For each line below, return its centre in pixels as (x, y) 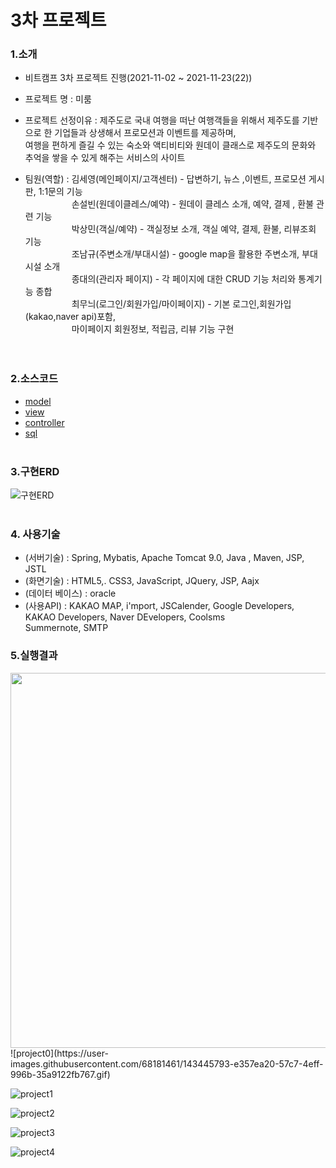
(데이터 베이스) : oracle (70, 593)
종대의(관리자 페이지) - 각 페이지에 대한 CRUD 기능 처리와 (184, 279)
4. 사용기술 (35, 534)
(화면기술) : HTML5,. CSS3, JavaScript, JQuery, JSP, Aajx (142, 581)
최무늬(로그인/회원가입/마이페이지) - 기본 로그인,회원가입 (181, 304)
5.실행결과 (34, 656)
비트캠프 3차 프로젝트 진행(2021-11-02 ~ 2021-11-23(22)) (138, 78)
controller (44, 422)
